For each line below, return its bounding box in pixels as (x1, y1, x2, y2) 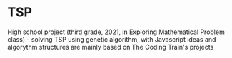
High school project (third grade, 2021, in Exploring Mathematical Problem (7, 28, 225, 36)
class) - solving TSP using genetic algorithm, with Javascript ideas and (7, 35, 216, 43)
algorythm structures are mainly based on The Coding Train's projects (7, 42, 214, 51)
